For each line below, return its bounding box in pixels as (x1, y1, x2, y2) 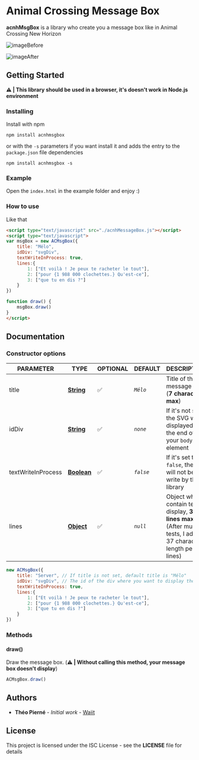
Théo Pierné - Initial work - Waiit (14, 708, 95, 716)
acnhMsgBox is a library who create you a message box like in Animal (6, 24, 178, 31)
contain (166, 500, 188, 508)
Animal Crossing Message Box (6, 4, 160, 18)
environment (6, 92, 38, 99)
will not (166, 468, 187, 476)
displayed (166, 421, 194, 430)
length (166, 545, 184, 553)
